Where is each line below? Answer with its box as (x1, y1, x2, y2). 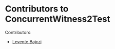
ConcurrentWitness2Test (5, 13, 111, 24)
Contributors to (5, 3, 69, 14)
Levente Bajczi (12, 38, 42, 44)
